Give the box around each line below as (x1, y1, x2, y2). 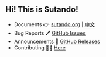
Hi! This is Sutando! (5, 5, 78, 15)
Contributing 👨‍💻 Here (13, 44, 66, 51)
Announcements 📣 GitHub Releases (13, 38, 100, 45)
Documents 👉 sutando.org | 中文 (13, 20, 95, 28)
